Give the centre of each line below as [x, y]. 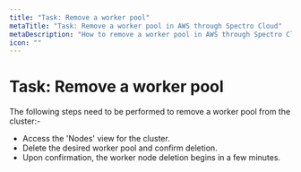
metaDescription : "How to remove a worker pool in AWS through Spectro [146, 34]
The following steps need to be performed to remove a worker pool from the [150, 112]
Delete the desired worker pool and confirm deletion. [120, 148]
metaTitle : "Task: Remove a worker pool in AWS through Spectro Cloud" [146, 26]
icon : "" [26, 43]
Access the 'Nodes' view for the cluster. [96, 139]
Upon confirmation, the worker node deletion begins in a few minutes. [151, 158]
